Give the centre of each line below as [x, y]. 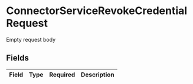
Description [98, 75]
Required [62, 75]
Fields [18, 58]
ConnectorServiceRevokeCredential [97, 11]
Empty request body [31, 39]
